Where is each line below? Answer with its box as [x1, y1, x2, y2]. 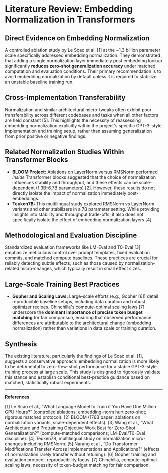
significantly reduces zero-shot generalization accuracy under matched [5, 63, 156, 69]
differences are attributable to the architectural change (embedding [12, 320, 151, 326]
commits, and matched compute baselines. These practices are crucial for [5, 255, 158, 261]
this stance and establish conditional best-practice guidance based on [5, 374, 150, 380]
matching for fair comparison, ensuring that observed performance [12, 315, 152, 321]
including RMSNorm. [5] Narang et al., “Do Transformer [24, 441, 138, 447]
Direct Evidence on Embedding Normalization [5, 34, 150, 42]
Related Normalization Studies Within [5, 148, 124, 156]
